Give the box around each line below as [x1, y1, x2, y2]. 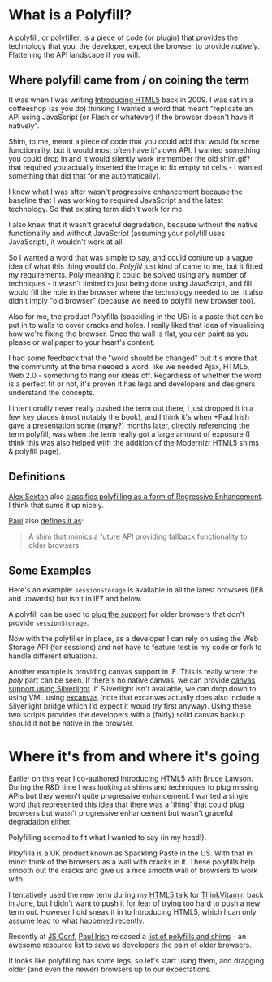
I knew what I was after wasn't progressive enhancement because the [8, 187, 243, 196]
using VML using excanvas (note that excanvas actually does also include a [8, 692, 261, 703]
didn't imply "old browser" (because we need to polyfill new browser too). [8, 295, 256, 305]
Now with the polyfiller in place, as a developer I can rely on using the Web [8, 634, 258, 644]
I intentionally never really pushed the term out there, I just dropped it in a [8, 403, 254, 413]
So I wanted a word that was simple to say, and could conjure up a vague [8, 252, 253, 262]
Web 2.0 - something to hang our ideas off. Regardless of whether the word [8, 370, 261, 380]
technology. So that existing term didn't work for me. [8, 204, 185, 213]
